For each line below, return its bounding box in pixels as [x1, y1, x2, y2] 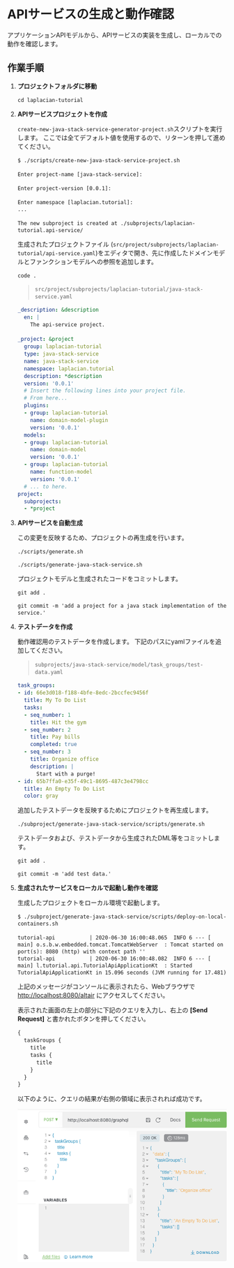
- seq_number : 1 [24, 711, 71, 718]
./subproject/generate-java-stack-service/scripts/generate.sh [17, 821, 205, 828]
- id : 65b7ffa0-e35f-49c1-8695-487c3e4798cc [17, 778, 149, 785]
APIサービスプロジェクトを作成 [17, 110, 108, 118]
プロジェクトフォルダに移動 [17, 82, 97, 90]
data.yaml [34, 669, 64, 676]
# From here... [24, 395, 68, 402]
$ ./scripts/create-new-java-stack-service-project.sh [17, 156, 180, 164]
